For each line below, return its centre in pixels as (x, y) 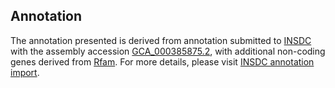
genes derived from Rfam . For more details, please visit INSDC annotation (162, 61)
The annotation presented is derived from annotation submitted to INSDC (161, 40)
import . (25, 72)
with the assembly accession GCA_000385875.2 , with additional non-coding (168, 51)
